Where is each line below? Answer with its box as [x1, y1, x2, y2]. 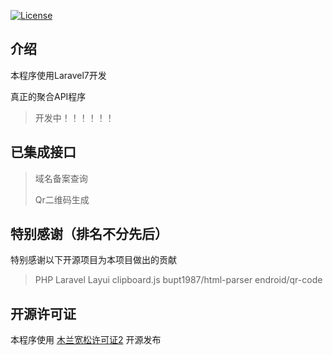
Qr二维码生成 [34, 193, 90, 205]
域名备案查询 [34, 172, 88, 184]
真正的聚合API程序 [10, 90, 87, 102]
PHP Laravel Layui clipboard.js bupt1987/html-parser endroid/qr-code [34, 274, 323, 286]
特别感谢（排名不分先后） [10, 226, 168, 243]
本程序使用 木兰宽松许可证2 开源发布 [10, 334, 162, 346]
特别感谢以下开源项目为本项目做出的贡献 [10, 254, 177, 266]
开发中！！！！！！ [34, 111, 115, 124]
